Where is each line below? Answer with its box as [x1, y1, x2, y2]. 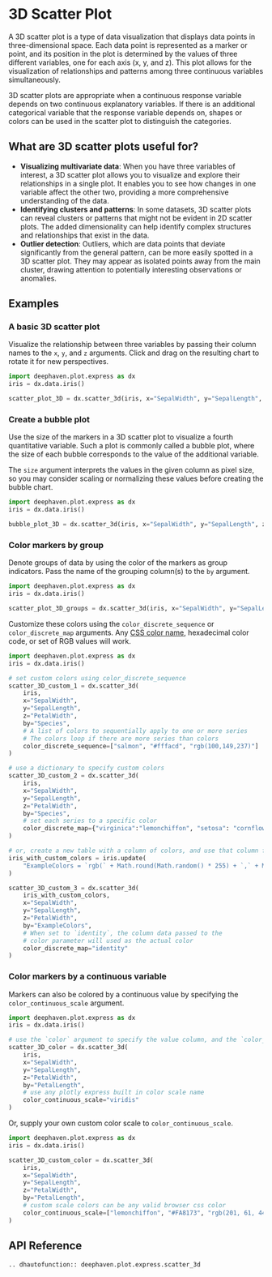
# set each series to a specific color [23, 816, 158, 825]
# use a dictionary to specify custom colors [8, 764, 164, 773]
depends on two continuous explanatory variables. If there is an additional [8, 99, 256, 109]
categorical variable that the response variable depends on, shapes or [8, 107, 243, 118]
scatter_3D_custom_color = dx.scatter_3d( [8, 1156, 154, 1164]
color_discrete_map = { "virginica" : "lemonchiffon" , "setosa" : [23, 825, 230, 833]
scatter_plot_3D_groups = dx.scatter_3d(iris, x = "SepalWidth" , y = [8, 605, 237, 613]
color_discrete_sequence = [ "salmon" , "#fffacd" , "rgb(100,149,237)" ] [23, 742, 259, 750]
